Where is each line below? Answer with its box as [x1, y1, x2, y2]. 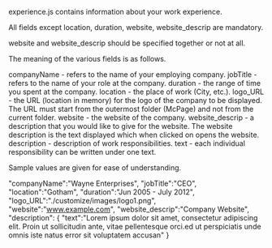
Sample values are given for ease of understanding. [8, 163, 182, 173]
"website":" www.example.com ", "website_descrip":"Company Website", [8, 204, 250, 214]
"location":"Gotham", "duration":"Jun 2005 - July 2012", [8, 187, 195, 197]
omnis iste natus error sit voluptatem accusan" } [8, 230, 170, 240]
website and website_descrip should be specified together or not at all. [8, 38, 246, 48]
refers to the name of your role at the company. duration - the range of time [8, 79, 261, 88]
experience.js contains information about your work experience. [8, 7, 223, 16]
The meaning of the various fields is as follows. [8, 54, 166, 63]
